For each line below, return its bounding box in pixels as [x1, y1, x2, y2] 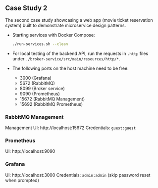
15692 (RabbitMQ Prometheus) [19, 101, 83, 107]
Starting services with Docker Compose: [12, 32, 95, 38]
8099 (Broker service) [19, 85, 65, 91]
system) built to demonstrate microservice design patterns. [5, 22, 126, 28]
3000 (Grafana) [19, 75, 52, 81]
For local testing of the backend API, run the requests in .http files [12, 50, 149, 56]
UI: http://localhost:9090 [5, 148, 55, 154]
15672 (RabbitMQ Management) [19, 96, 85, 102]
